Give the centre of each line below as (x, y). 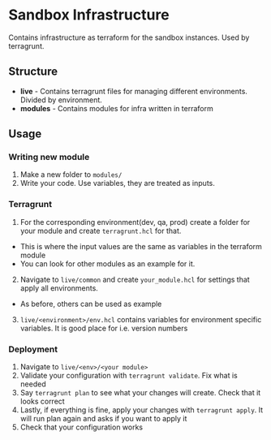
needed (33, 384)
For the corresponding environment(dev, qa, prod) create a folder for (135, 222)
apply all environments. (59, 288)
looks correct (42, 401)
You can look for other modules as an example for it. (108, 263)
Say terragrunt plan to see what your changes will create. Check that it (140, 393)
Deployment (33, 349)
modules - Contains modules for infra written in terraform (116, 108)
